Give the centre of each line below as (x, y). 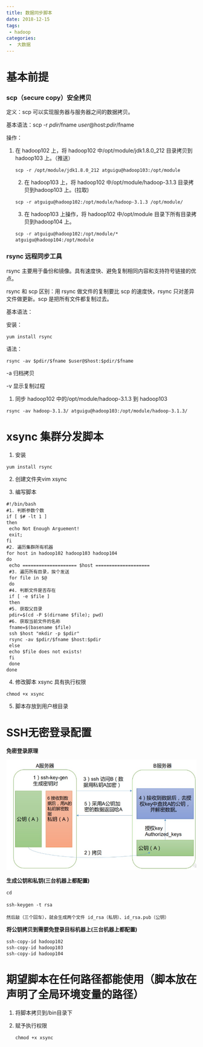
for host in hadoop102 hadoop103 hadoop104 (62, 553)
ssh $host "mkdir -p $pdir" (44, 633)
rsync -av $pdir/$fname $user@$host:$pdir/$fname (70, 361)
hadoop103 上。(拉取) (62, 190)
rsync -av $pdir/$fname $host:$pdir (55, 639)
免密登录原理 (22, 750)
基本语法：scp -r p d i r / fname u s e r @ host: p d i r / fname (70, 125)
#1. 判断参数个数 (25, 510)
